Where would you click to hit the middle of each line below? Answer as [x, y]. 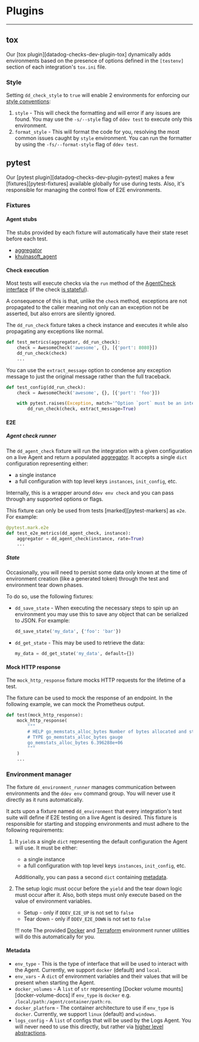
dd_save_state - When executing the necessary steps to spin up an [97, 608]
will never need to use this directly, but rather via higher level [89, 1027]
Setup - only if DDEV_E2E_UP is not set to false [79, 913]
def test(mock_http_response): [45, 715]
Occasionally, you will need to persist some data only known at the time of [97, 572]
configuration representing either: [47, 463]
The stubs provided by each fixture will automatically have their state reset [97, 232]
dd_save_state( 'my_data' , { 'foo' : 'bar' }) [68, 631]
